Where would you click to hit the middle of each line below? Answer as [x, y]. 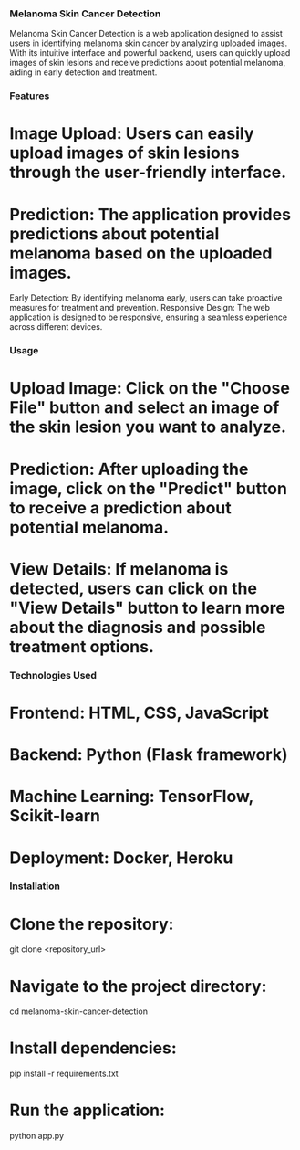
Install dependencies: [93, 1048]
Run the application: [88, 1110]
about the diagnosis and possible [138, 627]
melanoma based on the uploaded [141, 253]
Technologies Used [53, 675]
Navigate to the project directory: [138, 986]
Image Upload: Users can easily [132, 134]
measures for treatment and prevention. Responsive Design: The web [140, 308]
